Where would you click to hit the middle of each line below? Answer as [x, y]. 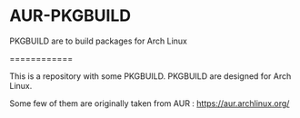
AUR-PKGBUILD [70, 16]
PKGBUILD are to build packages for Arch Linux [99, 41]
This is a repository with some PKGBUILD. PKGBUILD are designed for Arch [150, 76]
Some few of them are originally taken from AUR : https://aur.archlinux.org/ [150, 103]
